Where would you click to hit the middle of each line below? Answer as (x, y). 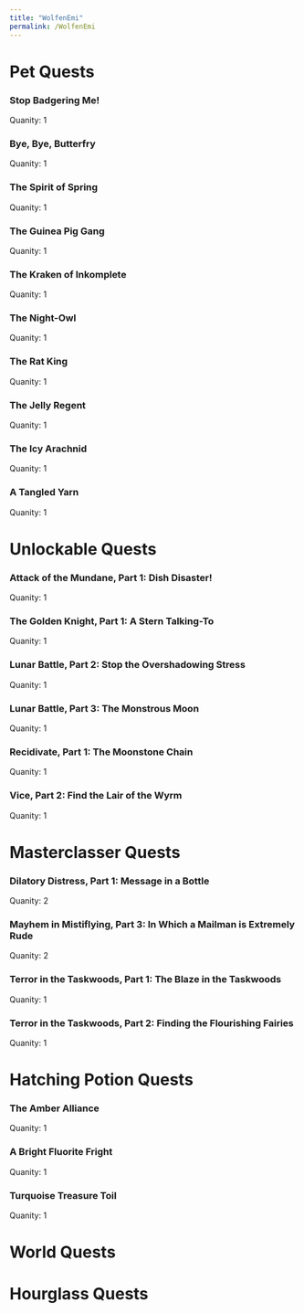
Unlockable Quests (83, 549)
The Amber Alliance (55, 1108)
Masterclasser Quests (95, 852)
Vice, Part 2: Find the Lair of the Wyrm (96, 796)
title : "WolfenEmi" (47, 18)
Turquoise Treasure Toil (63, 1195)
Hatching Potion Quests (101, 1080)
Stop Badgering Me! (55, 100)
